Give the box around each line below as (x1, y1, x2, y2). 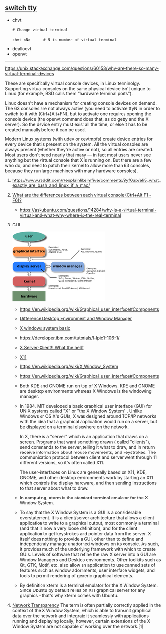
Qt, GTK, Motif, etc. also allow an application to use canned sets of (19, 562, 156, 568)
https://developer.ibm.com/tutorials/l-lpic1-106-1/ (19, 335, 120, 341)
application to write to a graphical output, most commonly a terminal (19, 520, 159, 526)
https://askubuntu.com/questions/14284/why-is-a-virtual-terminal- (19, 207, 157, 213)
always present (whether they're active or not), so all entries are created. (5, 146, 154, 152)
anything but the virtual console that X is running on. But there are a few (5, 157, 152, 163)
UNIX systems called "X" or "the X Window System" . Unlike (19, 408, 142, 414)
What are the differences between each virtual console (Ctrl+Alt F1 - (12, 192, 152, 198)
